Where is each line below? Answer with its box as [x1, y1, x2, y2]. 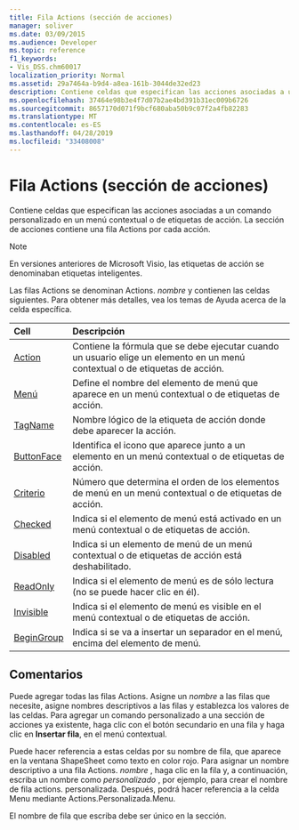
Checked [13, 518, 52, 530]
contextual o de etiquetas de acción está [72, 549, 242, 561]
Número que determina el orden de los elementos [72, 475, 280, 488]
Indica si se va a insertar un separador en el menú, [72, 625, 283, 638]
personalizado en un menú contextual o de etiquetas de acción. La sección [9, 214, 285, 225]
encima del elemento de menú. [72, 637, 202, 649]
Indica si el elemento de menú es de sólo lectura [72, 575, 274, 587]
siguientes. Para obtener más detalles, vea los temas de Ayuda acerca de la [9, 294, 287, 305]
